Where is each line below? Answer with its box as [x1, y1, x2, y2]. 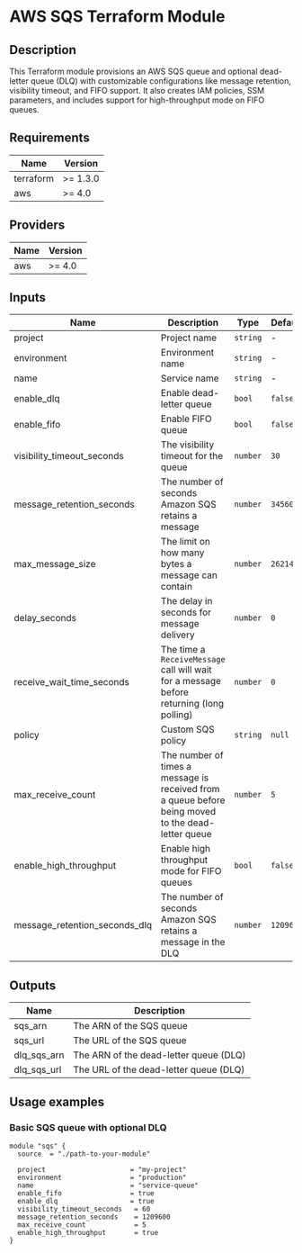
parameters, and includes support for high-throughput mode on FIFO [9, 95, 265, 105]
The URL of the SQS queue [73, 1034, 187, 1047]
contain [160, 581, 193, 593]
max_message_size [13, 558, 96, 571]
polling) [160, 708, 193, 721]
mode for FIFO [160, 865, 222, 878]
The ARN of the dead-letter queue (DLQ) [73, 1049, 246, 1061]
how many [160, 546, 205, 559]
